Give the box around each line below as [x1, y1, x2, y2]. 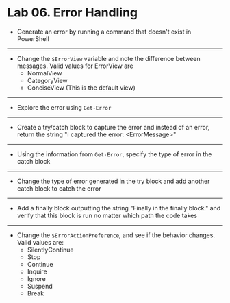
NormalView [27, 69, 62, 77]
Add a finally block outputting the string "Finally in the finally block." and [16, 204, 221, 212]
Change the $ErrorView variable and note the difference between [16, 54, 201, 62]
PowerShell [16, 34, 49, 43]
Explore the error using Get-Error [16, 103, 112, 111]
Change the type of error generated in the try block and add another [16, 177, 210, 185]
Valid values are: [16, 238, 64, 246]
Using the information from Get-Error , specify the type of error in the [16, 149, 212, 158]
